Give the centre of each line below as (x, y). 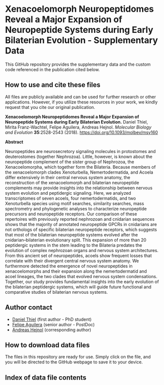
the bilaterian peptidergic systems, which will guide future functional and (78, 287)
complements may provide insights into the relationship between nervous (79, 188)
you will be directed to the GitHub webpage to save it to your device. (74, 362)
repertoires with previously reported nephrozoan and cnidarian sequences (80, 219)
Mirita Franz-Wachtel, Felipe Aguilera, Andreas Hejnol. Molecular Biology (78, 127)
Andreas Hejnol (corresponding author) (51, 330)
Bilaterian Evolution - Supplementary (82, 40)
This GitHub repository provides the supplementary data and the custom (78, 64)
